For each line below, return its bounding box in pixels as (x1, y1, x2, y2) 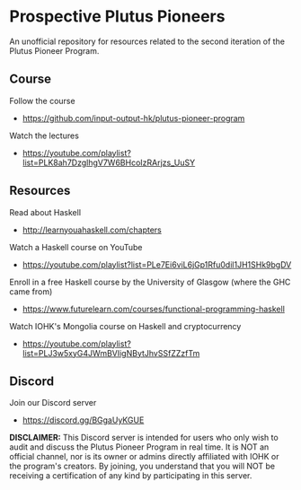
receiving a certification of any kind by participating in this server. (9, 470, 252, 481)
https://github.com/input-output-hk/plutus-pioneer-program (22, 112, 245, 123)
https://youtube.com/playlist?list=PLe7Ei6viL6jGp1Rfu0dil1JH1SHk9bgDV (22, 258, 292, 270)
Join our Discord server (9, 398, 97, 408)
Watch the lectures (9, 130, 79, 141)
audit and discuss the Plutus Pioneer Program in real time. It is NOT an (9, 442, 270, 452)
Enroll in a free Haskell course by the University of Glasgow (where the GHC (9, 276, 291, 287)
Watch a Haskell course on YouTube (9, 241, 143, 252)
